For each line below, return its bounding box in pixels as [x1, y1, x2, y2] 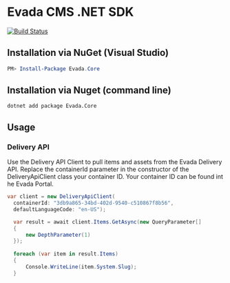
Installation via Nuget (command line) [7, 84, 172, 97]
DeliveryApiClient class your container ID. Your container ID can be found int [7, 173, 224, 181]
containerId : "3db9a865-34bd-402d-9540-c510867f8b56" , [13, 199, 174, 206]
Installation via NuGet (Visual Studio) [7, 47, 169, 59]
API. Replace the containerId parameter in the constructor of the [7, 165, 189, 173]
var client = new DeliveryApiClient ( [7, 193, 116, 200]
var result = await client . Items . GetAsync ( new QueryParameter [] [13, 218, 202, 225]
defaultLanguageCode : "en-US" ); [13, 206, 107, 213]
